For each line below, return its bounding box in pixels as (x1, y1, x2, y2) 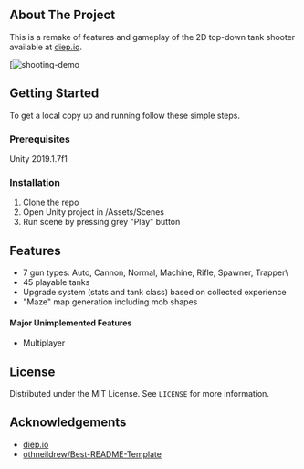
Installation (9, 176, 61, 188)
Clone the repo (22, 197, 79, 208)
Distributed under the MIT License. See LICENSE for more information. (9, 389, 269, 400)
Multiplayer (22, 337, 66, 348)
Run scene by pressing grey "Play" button (22, 217, 181, 228)
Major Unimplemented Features (9, 317, 132, 328)
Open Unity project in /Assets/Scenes (22, 207, 165, 218)
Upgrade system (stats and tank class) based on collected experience (22, 287, 287, 298)
